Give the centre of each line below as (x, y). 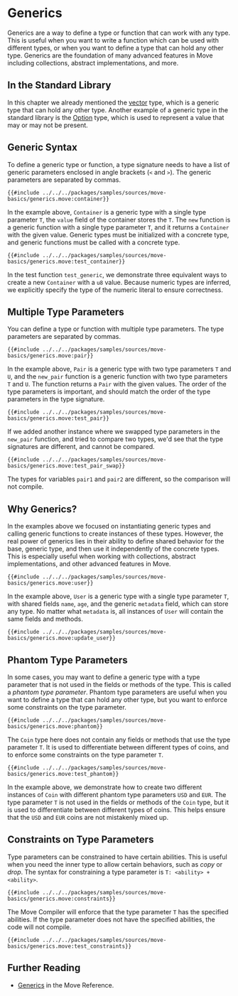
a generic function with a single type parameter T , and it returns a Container (118, 227)
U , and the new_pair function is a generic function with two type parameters (118, 377)
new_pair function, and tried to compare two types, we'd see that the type (115, 439)
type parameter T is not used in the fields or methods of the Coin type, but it (118, 802)
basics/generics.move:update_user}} (61, 638)
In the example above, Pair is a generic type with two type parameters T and (119, 369)
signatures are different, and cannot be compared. (81, 447)
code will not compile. (40, 927)
